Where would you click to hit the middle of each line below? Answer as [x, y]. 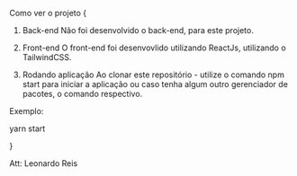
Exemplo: [27, 111]
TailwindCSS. [47, 57]
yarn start [27, 128]
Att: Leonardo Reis [44, 163]
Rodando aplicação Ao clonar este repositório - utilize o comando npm [153, 75]
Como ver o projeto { [48, 13]
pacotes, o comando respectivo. [82, 94]
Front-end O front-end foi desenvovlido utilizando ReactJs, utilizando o [154, 48]
